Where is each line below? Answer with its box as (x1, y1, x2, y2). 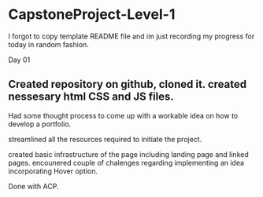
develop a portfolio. (8, 119, 72, 129)
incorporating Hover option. (8, 166, 98, 176)
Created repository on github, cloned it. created (8, 78, 246, 91)
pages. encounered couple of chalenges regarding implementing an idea (8, 158, 245, 167)
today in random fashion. (8, 39, 89, 49)
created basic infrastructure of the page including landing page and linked (8, 149, 250, 159)
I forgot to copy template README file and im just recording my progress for (8, 31, 255, 41)
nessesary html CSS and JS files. (8, 90, 175, 104)
